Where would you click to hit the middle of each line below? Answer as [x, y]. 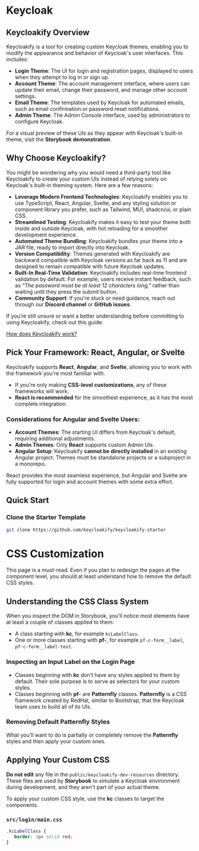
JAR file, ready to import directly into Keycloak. [72, 247]
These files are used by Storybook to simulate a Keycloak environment [93, 781]
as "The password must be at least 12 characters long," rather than [97, 285]
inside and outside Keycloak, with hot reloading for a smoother [91, 228]
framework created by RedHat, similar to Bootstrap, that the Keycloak [99, 700]
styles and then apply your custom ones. [56, 741]
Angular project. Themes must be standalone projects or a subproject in [103, 457]
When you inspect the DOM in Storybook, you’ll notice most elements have [98, 616]
